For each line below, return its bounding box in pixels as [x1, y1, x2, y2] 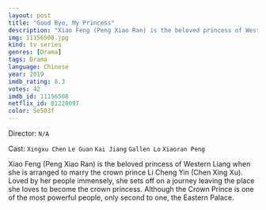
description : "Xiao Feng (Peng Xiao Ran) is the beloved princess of [8, 26, 243, 34]
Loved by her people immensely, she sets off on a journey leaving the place [8, 176, 255, 186]
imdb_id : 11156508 [8, 92, 69, 100]
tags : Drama [8, 56, 47, 64]
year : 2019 [8, 70, 44, 78]
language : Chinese [8, 63, 69, 71]
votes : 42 [8, 84, 41, 93]
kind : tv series [8, 41, 62, 49]
